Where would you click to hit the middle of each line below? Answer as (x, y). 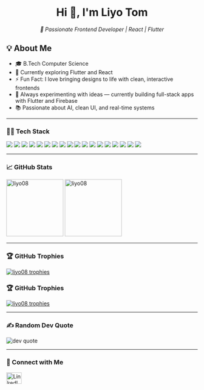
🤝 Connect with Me (35, 363)
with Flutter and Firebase (46, 100)
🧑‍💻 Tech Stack (28, 131)
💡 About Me (29, 48)
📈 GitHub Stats (29, 167)
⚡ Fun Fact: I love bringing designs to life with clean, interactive (94, 79)
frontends (27, 88)
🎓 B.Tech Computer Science (52, 63)
